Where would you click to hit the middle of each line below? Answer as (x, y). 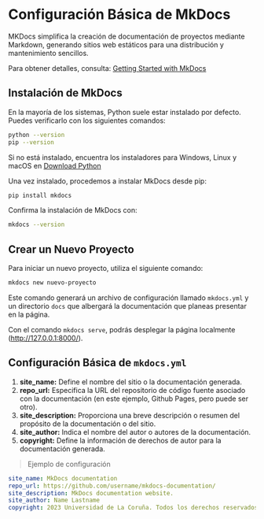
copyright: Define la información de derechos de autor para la (120, 440)
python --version (37, 135)
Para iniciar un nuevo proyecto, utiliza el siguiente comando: (106, 269)
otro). (28, 406)
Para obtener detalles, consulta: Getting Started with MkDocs (107, 68)
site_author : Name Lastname (54, 500)
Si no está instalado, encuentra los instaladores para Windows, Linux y (123, 157)
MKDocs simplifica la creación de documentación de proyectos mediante (126, 36)
